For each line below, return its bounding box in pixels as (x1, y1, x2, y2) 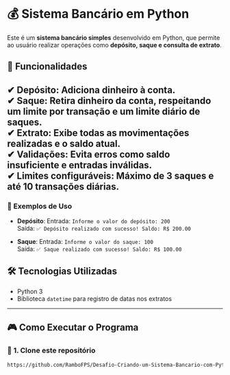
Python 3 (16, 287, 43, 295)
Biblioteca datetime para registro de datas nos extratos (16, 294, 172, 303)
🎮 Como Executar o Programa (7, 321, 139, 334)
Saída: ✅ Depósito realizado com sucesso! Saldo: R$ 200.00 (16, 225, 192, 233)
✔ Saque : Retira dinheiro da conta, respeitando (7, 95, 212, 106)
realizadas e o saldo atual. (7, 137, 121, 149)
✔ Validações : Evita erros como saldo (7, 148, 170, 160)
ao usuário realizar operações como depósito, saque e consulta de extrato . (7, 41, 222, 49)
